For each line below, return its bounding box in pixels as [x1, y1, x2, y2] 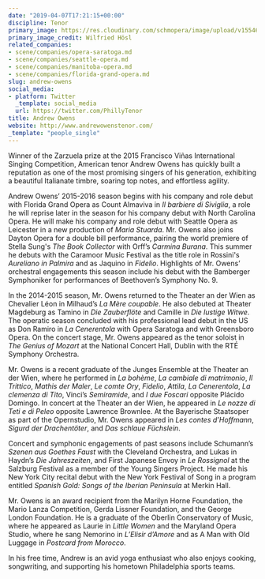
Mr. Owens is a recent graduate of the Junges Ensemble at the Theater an [8, 364, 248, 374]
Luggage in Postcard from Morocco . [8, 538, 126, 547]
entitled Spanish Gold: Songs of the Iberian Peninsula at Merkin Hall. [8, 480, 231, 490]
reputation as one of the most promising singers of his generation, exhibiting [8, 167, 257, 177]
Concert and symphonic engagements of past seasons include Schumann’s [8, 438, 254, 448]
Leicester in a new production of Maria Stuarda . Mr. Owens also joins [8, 224, 234, 234]
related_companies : [8, 41, 73, 49]
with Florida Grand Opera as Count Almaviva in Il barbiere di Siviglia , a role [8, 199, 251, 209]
